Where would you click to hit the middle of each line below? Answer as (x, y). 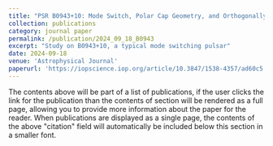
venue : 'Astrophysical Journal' (63, 62)
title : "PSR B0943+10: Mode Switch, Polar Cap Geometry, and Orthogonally (138, 16)
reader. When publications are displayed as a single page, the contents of (132, 118)
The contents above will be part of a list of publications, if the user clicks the (136, 92)
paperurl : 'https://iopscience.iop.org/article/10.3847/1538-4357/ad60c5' (138, 69)
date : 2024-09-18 (38, 54)
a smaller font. (32, 135)
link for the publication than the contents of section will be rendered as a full (136, 100)
